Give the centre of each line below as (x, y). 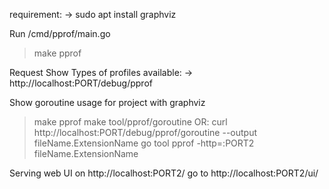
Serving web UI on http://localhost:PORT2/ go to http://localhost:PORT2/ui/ (164, 173)
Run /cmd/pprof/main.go (60, 33)
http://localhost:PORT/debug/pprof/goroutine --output (145, 132)
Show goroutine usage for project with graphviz (107, 102)
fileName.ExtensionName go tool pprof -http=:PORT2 (144, 143)
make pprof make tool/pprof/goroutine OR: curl (130, 122)
